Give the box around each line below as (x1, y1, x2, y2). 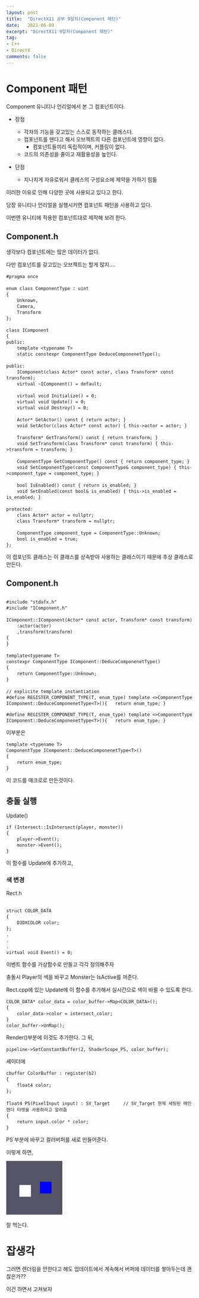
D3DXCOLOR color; (17, 920, 60, 926)
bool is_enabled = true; (17, 536, 78, 542)
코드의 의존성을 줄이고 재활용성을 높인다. (23, 150, 118, 157)
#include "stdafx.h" (6, 599, 58, 605)
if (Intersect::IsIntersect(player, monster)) (6, 824, 124, 830)
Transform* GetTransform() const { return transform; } (17, 434, 159, 441)
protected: (6, 506, 33, 512)
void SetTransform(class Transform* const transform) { (17, 440, 159, 447)
